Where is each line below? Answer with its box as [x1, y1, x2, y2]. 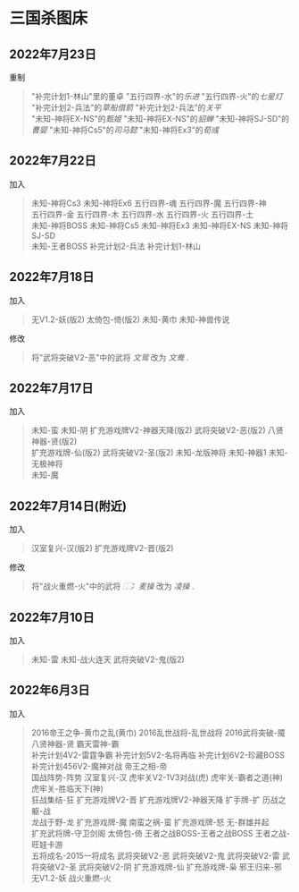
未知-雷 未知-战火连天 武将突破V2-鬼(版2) [30, 654, 185, 665]
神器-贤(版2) [30, 436, 78, 447]
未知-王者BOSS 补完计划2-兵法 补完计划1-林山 [30, 241, 202, 251]
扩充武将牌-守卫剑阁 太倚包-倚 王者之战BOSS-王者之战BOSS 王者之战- [30, 828, 291, 838]
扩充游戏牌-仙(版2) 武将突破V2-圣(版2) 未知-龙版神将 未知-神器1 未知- [30, 447, 288, 458]
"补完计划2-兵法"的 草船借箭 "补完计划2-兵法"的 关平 [30, 102, 221, 113]
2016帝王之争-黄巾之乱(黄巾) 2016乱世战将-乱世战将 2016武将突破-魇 [30, 726, 286, 738]
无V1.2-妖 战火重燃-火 [30, 872, 112, 883]
